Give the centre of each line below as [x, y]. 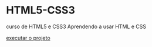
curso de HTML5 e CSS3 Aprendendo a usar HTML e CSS [76, 26]
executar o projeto [28, 38]
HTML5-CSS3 [40, 10]
